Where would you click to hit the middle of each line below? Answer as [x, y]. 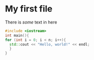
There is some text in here [31, 22]
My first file [29, 9]
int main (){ [17, 35]
